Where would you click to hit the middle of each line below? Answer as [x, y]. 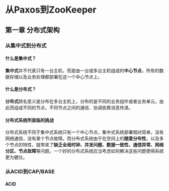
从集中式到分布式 [26, 45]
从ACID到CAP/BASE [30, 172]
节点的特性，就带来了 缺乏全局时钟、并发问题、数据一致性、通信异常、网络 [87, 145]
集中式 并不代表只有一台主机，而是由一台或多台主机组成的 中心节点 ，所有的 [82, 70]
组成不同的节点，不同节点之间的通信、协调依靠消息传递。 [73, 108]
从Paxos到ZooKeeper [51, 10]
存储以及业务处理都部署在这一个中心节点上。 [56, 77]
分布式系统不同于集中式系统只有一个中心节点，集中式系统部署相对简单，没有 [84, 132]
